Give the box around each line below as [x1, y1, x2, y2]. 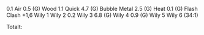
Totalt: [6, 24, 23, 30]
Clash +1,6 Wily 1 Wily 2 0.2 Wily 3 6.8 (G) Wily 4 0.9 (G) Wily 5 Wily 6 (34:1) [6, 11, 198, 19]
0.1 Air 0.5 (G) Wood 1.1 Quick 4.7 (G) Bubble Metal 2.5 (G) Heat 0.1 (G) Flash [6, 5, 198, 12]
